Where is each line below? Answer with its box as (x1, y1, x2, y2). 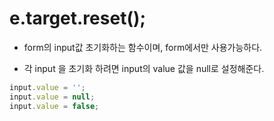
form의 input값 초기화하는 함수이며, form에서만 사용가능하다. (23, 41, 263, 53)
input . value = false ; (9, 101, 100, 111)
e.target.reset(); (9, 7, 147, 30)
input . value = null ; (9, 92, 96, 102)
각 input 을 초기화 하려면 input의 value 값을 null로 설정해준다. (23, 62, 265, 74)
